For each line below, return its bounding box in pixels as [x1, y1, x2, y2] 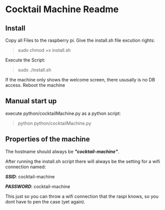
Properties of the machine [5, 135, 90, 143]
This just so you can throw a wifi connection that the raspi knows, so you [5, 193, 159, 199]
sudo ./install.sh [17, 67, 52, 73]
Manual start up [5, 97, 57, 105]
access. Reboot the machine [5, 82, 65, 88]
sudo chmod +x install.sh [17, 47, 71, 53]
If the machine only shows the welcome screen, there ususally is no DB [5, 77, 155, 82]
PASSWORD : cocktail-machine [5, 183, 70, 189]
